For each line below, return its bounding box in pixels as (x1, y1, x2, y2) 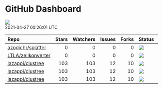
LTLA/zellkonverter (7, 52, 51, 59)
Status (138, 36, 154, 42)
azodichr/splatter (7, 44, 47, 51)
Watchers (72, 36, 96, 42)
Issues (100, 36, 116, 42)
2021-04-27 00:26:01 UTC (5, 24, 58, 30)
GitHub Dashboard (5, 3, 81, 15)
